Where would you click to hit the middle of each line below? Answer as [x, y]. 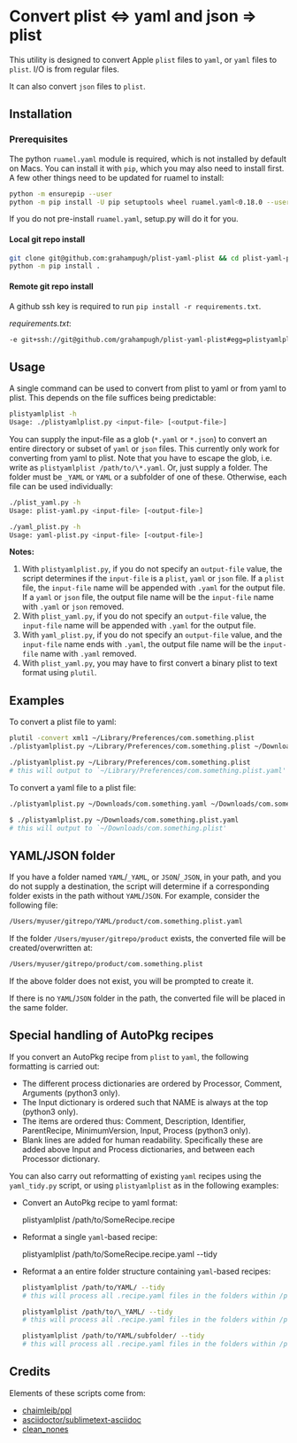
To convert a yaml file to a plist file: [73, 787]
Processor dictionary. [61, 1158]
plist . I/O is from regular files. [64, 69]
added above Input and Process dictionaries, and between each [138, 1149]
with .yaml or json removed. [73, 607]
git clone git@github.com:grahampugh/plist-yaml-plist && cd [124, 258]
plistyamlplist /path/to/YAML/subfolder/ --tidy [113, 1336]
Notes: [22, 552]
